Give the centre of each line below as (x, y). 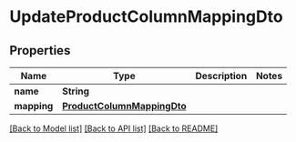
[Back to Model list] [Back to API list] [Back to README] (114, 128)
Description (221, 76)
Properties (40, 51)
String (76, 91)
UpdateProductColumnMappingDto (147, 17)
